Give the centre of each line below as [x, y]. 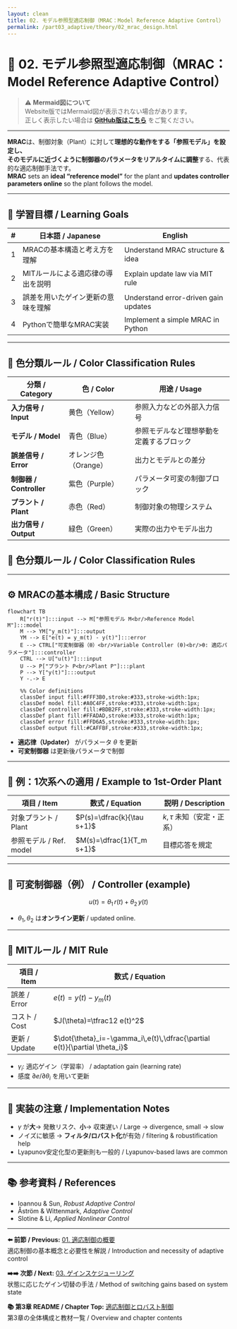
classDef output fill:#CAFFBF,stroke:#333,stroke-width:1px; [111, 728]
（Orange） [88, 465]
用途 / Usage [181, 389]
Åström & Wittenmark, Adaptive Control [75, 1210]
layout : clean [28, 14]
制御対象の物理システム [174, 507]
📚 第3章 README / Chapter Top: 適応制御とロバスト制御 [91, 1306]
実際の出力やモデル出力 [174, 529]
